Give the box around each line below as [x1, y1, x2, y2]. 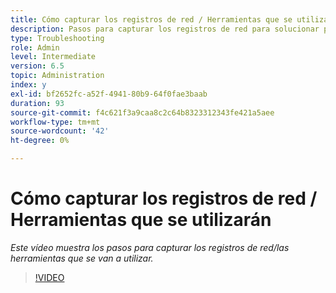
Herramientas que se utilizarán [10, 209, 272, 231]
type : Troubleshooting [10, 33, 105, 43]
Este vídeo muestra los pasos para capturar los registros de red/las [10, 241, 290, 253]
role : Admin [10, 42, 60, 53]
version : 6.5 [10, 61, 65, 71]
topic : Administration [10, 71, 105, 81]
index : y [10, 80, 47, 90]
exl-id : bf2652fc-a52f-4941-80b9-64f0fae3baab [10, 89, 208, 99]
